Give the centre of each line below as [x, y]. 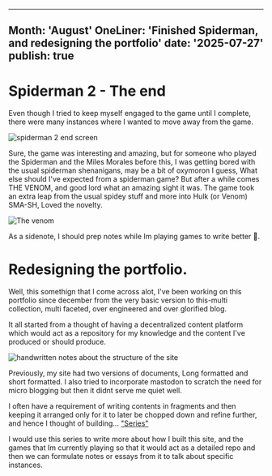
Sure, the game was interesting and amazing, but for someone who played [132, 153]
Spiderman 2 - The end [87, 91]
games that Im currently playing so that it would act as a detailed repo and [132, 448]
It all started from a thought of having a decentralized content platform [126, 324]
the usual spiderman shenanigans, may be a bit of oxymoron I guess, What [133, 170]
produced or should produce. [57, 342]
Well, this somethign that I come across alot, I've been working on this [125, 292]
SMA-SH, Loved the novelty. [55, 205]
